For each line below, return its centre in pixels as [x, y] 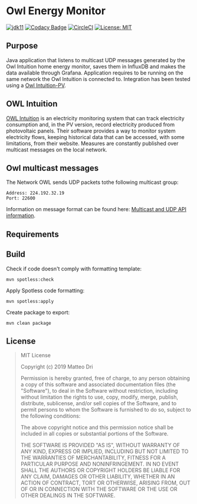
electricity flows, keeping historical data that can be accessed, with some [95, 137]
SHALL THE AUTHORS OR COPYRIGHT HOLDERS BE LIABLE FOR [100, 470]
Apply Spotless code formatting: [45, 290]
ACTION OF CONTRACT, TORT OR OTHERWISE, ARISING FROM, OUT [105, 483]
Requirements [32, 234]
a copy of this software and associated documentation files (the [98, 385]
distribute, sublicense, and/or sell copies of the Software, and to [98, 403]
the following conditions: [50, 416]
